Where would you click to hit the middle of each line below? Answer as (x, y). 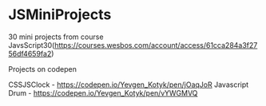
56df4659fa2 (30, 53)
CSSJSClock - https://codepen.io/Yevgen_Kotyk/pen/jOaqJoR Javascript (129, 84)
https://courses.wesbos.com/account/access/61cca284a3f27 (156, 45)
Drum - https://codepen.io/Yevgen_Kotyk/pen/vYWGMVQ (103, 92)
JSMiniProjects (60, 15)
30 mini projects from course (56, 37)
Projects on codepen (43, 69)
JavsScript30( (32, 45)
